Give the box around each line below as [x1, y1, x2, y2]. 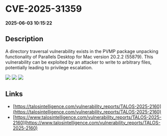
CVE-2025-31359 [5, 3, 82, 15]
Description [5, 35, 43, 43]
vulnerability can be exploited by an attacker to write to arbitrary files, [5, 59, 152, 65]
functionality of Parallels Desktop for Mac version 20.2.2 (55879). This [5, 53, 153, 60]
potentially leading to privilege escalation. [5, 64, 93, 70]
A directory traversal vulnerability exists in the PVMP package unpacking [5, 48, 159, 54]
